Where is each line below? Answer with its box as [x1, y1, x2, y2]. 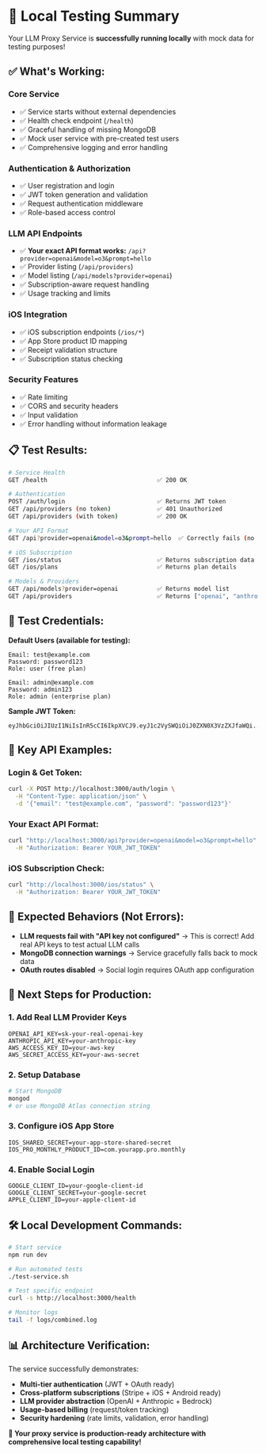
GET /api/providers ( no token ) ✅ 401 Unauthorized [8, 505, 223, 513]
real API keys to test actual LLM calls [19, 939, 140, 949]
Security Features [8, 374, 79, 385]
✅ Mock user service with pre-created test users [19, 133, 180, 143]
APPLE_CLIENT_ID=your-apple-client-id [8, 1196, 136, 1204]
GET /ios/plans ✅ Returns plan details [8, 563, 237, 571]
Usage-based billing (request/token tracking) [19, 1405, 169, 1414]
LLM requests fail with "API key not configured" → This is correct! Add [19, 931, 255, 940]
